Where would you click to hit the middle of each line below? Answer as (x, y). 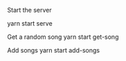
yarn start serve (30, 23)
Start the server (29, 10)
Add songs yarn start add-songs (54, 50)
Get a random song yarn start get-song (63, 37)
